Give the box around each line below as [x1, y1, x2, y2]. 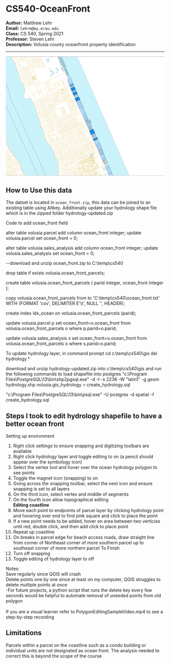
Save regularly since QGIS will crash [6, 571, 81, 577]
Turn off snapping [13, 551, 50, 557]
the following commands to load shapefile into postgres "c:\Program [6, 371, 148, 377]
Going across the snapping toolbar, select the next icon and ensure [13, 481, 153, 487]
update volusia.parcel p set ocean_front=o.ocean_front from [6, 320, 131, 326]
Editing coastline [13, 502, 49, 508]
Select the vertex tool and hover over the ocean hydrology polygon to [13, 464, 158, 471]
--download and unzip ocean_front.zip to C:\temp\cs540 [6, 260, 123, 266]
